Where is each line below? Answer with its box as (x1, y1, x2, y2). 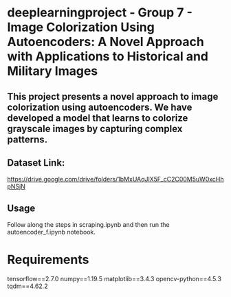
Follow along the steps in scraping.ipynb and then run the (7, 221, 170, 229)
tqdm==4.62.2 (7, 282, 48, 290)
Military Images (7, 63, 98, 79)
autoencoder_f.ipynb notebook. (7, 228, 96, 236)
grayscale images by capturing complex (7, 122, 183, 135)
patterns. (7, 133, 48, 145)
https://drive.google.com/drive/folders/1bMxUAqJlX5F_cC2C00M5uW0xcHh (7, 175, 224, 184)
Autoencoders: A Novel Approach (7, 34, 204, 49)
